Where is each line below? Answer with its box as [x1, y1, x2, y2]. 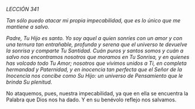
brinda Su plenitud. [6, 78, 53, 85]
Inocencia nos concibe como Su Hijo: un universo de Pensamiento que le [6, 72, 183, 79]
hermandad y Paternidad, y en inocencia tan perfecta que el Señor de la [6, 66, 182, 73]
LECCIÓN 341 [6, 6, 39, 12]
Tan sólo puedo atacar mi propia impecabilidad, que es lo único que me [6, 17, 181, 24]
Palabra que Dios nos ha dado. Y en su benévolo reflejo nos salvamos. [6, 96, 177, 103]
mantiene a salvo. [6, 24, 50, 30]
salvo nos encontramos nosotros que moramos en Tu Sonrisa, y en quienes [6, 54, 190, 60]
